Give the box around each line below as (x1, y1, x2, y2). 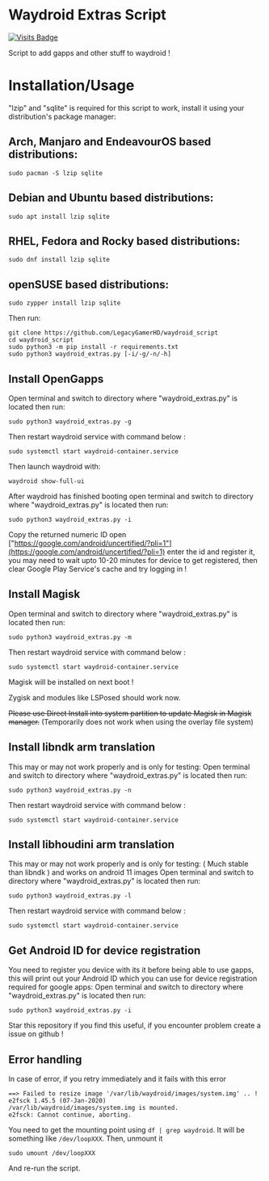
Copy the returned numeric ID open (8, 529, 127, 539)
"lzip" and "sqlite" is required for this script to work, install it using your (8, 103, 245, 112)
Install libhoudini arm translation (8, 838, 175, 851)
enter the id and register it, (166, 547, 256, 557)
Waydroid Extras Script (8, 6, 167, 24)
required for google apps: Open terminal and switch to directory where (8, 982, 244, 992)
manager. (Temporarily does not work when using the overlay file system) (8, 717, 254, 726)
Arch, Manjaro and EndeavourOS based (8, 135, 212, 149)
